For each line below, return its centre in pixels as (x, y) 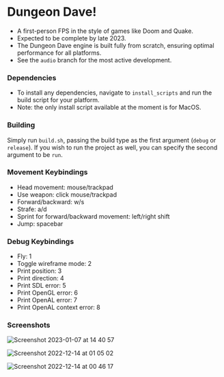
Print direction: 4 (41, 278)
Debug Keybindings (41, 241)
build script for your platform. (58, 100)
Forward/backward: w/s (51, 202)
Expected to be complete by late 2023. (71, 38)
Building (21, 125)
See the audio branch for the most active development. (94, 60)
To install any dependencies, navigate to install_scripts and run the (114, 93)
